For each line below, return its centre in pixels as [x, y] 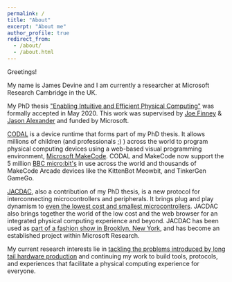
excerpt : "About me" [37, 26]
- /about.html [34, 53]
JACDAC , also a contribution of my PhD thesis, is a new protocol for [104, 191]
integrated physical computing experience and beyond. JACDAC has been [113, 220]
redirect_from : [29, 39]
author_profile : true [38, 33]
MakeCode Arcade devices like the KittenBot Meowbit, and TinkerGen [107, 171]
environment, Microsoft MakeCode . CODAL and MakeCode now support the [116, 156]
